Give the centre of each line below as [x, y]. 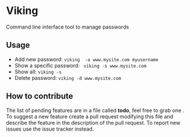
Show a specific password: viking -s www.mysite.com [80, 65]
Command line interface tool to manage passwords [68, 27]
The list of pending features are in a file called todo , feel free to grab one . [95, 110]
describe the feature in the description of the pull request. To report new [93, 122]
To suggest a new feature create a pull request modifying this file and [90, 116]
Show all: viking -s [38, 72]
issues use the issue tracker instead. [50, 129]
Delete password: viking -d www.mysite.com [68, 78]
